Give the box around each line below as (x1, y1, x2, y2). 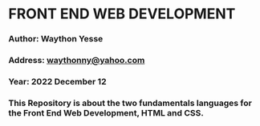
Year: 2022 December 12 (8, 76, 107, 87)
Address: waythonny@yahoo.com (8, 55, 145, 66)
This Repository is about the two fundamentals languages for (8, 97, 253, 108)
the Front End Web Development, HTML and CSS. (8, 107, 205, 118)
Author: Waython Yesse (8, 33, 104, 45)
